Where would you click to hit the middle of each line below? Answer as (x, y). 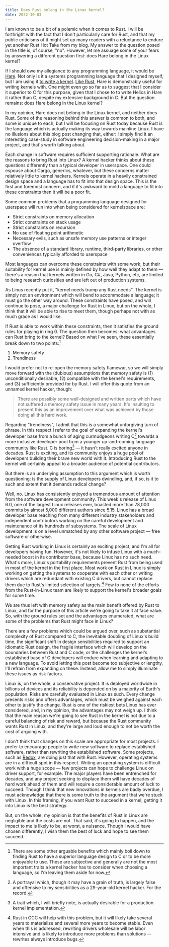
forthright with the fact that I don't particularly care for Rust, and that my (80, 34)
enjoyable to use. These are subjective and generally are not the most (85, 862)
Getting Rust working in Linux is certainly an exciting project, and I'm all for (83, 546)
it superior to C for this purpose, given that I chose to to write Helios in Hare (83, 92)
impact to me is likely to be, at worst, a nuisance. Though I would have (78, 826)
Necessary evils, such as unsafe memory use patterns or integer (79, 238)
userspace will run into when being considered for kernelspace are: (75, 207)
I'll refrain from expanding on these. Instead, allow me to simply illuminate (81, 668)
